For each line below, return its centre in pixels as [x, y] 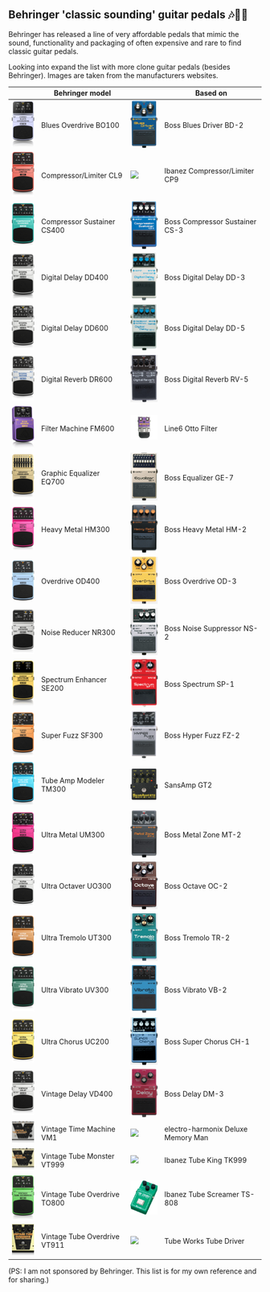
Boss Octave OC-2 [196, 886]
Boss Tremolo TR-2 [197, 938]
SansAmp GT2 [188, 785]
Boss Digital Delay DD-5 [205, 328]
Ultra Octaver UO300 [76, 886]
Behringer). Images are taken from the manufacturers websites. [113, 75]
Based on [211, 93]
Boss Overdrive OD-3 [200, 581]
